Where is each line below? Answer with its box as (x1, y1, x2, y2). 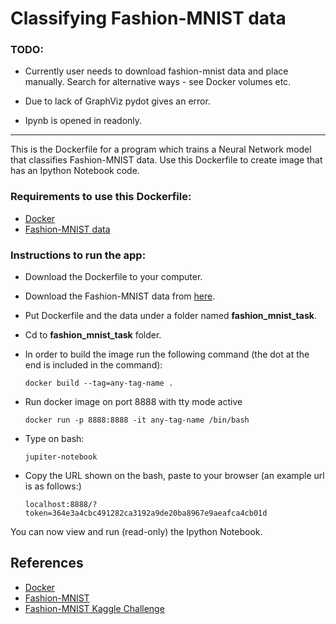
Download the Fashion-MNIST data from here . (24, 290, 216, 302)
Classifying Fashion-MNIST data (10, 7, 287, 30)
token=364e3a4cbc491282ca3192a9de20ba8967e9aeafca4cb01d (24, 508, 268, 519)
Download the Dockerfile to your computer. (24, 271, 203, 283)
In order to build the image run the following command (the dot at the (24, 348, 310, 361)
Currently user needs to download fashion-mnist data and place (24, 65, 289, 77)
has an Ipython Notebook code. (10, 165, 140, 177)
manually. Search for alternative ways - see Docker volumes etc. (24, 76, 292, 88)
